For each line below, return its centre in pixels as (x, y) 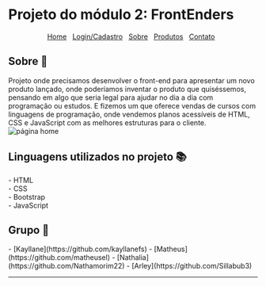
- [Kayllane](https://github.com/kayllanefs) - (80, 249)
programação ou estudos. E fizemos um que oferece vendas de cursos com (132, 105)
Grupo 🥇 (29, 230)
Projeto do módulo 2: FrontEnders (121, 15)
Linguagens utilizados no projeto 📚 (98, 157)
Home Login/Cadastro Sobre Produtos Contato (131, 36)
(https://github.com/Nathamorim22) (66, 266)
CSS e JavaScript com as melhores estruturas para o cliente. (108, 122)
